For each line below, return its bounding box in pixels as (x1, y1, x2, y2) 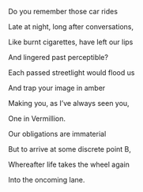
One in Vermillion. (8, 114, 66, 123)
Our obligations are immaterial (8, 130, 107, 138)
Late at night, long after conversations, (8, 22, 134, 31)
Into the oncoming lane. (8, 175, 85, 184)
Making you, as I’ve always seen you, (8, 99, 130, 107)
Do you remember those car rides (8, 7, 119, 16)
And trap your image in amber (8, 83, 106, 92)
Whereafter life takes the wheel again (8, 160, 130, 169)
